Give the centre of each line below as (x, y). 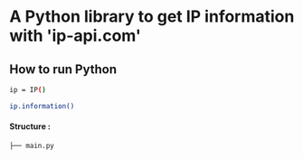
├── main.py (32, 145)
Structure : (30, 126)
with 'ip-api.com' (76, 36)
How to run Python (63, 69)
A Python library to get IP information (152, 17)
